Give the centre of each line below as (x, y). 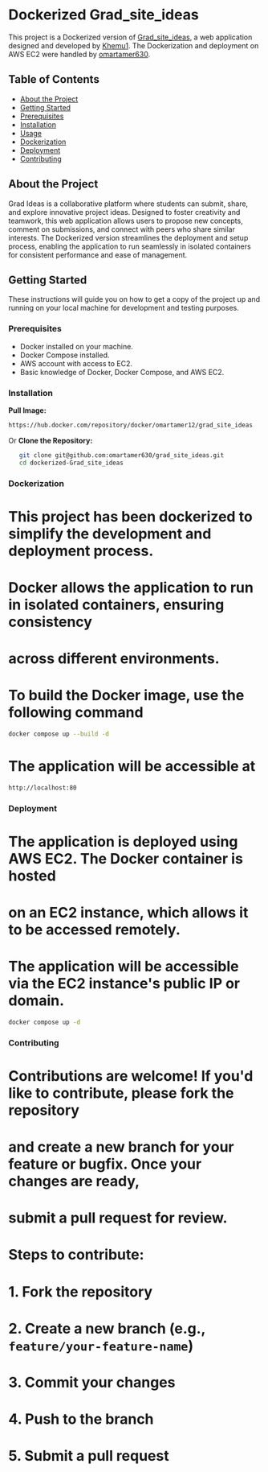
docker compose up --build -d (59, 734)
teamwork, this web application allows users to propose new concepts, (126, 221)
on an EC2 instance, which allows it (128, 913)
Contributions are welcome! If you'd (131, 1076)
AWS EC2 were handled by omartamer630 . (79, 54)
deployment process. (81, 551)
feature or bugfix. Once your (105, 1164)
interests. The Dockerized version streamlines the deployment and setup (128, 237)
